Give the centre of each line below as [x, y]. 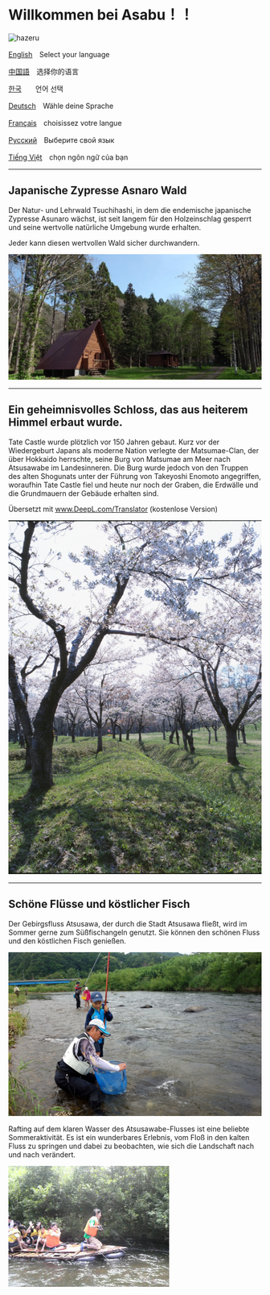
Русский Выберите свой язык [61, 139]
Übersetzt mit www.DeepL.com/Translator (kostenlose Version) [113, 509]
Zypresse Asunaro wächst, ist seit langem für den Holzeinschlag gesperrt [130, 219]
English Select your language [59, 54]
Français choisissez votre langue [65, 123]
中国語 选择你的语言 [43, 71]
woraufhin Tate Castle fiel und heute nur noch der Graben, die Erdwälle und [133, 485]
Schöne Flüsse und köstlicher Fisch [99, 904]
